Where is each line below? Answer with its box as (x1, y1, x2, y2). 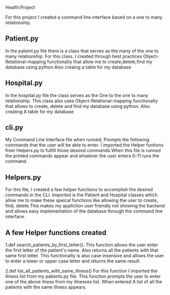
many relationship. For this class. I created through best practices (5, 53, 142, 59)
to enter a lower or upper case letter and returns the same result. (5, 258, 141, 264)
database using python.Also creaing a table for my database (5, 64, 131, 70)
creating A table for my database (5, 108, 74, 114)
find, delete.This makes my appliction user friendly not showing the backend (5, 203, 165, 209)
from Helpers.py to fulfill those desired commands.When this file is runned (5, 147, 161, 154)
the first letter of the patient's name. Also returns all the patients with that (5, 247, 158, 253)
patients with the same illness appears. (5, 284, 87, 290)
